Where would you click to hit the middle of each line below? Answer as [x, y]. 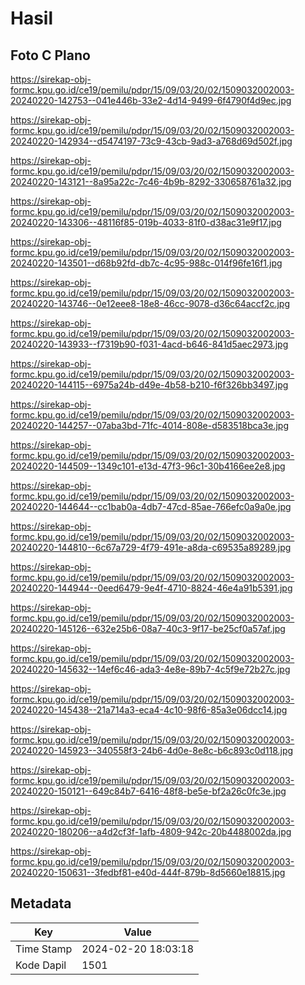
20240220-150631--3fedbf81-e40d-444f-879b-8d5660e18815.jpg [148, 872]
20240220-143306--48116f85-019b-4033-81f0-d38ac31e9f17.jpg [146, 222]
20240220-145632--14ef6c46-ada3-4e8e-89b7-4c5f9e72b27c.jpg [150, 669]
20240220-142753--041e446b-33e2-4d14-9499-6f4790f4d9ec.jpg [151, 100]
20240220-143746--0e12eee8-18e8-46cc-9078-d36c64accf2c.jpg [150, 303]
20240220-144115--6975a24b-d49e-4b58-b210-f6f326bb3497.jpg [149, 385]
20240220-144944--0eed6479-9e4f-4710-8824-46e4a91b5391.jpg [151, 588]
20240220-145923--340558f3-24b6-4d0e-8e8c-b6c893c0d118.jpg [152, 750]
